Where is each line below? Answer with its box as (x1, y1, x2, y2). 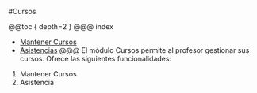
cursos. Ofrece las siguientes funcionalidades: (19, 54, 172, 63)
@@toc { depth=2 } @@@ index (8, 22, 113, 31)
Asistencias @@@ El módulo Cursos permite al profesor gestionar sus (19, 46, 250, 54)
